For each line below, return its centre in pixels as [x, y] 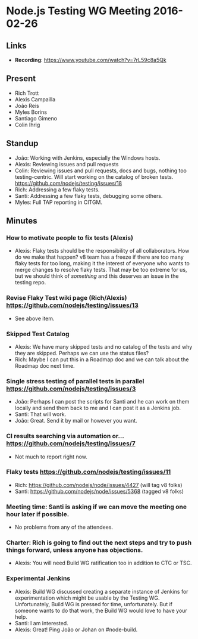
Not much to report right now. [51, 457]
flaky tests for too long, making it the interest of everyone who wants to [102, 263]
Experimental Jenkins [38, 578]
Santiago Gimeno [36, 118]
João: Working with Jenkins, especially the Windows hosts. [87, 158]
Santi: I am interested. [41, 623]
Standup [22, 143]
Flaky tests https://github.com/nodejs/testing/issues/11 [89, 472]
